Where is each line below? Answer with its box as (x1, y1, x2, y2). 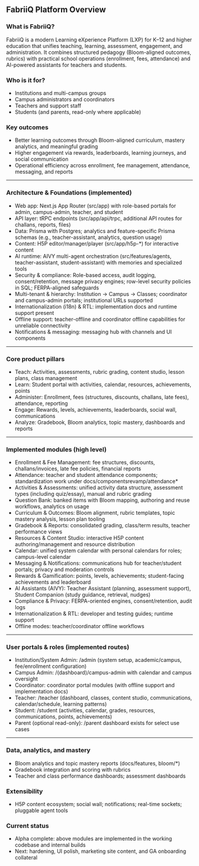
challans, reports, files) (14, 221, 71, 228)
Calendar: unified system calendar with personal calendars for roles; (14, 547, 182, 554)
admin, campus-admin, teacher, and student (14, 208, 123, 215)
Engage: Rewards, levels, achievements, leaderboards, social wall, (14, 406, 177, 413)
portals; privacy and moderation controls (14, 566, 114, 573)
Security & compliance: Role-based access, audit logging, (14, 271, 156, 278)
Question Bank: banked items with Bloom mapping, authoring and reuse (14, 496, 190, 504)
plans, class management (14, 374, 78, 381)
